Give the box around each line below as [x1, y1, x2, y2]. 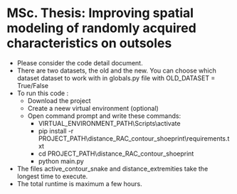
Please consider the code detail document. [16, 58, 143, 67]
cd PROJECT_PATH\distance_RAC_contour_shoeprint [38, 149, 194, 158]
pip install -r [38, 126, 74, 135]
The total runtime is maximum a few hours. [16, 179, 143, 188]
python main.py [38, 156, 85, 165]
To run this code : [16, 89, 69, 97]
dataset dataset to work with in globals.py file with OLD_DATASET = [16, 73, 216, 82]
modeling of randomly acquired [6, 20, 196, 36]
